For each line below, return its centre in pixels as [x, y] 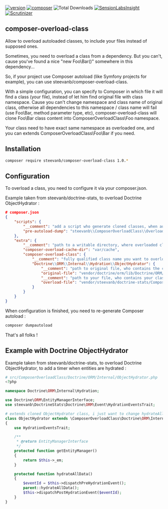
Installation [23, 149]
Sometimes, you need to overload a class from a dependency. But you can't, [84, 56]
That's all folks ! [21, 335]
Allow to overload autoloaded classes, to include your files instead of [76, 41]
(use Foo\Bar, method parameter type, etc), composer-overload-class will [81, 112]
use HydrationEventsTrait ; [42, 428]
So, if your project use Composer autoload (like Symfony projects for [76, 76]
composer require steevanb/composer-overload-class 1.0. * [67, 161]
